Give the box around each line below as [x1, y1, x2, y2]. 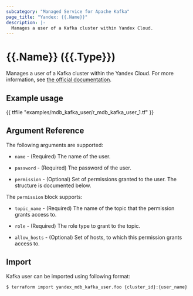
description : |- [6, 19, 46, 25]
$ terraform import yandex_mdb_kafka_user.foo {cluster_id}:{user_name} [6, 284, 188, 290]
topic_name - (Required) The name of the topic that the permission [14, 204, 175, 212]
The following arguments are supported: [6, 141, 104, 148]
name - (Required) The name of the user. [14, 152, 111, 159]
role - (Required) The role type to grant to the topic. [14, 222, 141, 230]
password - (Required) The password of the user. [14, 164, 132, 171]
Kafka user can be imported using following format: [6, 272, 131, 280]
